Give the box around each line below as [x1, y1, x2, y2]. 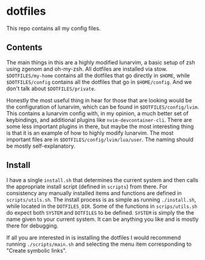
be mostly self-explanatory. [6, 142, 75, 150]
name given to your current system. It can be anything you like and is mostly [6, 215, 199, 223]
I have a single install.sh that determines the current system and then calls [6, 176, 199, 183]
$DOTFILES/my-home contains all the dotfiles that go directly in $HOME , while [6, 72, 190, 79]
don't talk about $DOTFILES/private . [6, 85, 96, 92]
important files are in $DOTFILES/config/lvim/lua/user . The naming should [6, 136, 194, 143]
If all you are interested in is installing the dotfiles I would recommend [6, 234, 181, 241]
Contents [6, 42, 43, 53]
